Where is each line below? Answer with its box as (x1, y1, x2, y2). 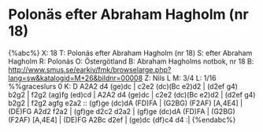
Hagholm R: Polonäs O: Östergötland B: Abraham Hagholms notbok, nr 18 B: (8, 57, 254, 66)
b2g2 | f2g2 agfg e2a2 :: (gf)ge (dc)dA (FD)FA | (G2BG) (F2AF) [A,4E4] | (8, 98, 243, 108)
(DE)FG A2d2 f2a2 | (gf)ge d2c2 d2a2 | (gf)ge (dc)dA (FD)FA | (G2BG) (8, 106, 236, 115)
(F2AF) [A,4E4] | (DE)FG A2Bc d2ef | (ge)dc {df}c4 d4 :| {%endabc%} (8, 115, 236, 124)
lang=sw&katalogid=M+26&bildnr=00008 (8, 73, 143, 82)
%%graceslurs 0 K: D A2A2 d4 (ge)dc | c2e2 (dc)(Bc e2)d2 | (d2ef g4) (8, 81, 239, 91)
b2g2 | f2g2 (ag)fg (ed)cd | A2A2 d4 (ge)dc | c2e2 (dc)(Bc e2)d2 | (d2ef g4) (8, 90, 256, 99)
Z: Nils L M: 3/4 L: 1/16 (144, 73, 217, 82)
